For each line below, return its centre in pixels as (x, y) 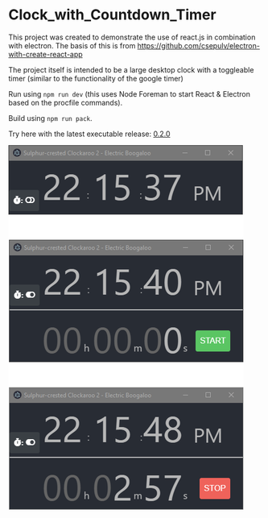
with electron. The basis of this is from (72, 45)
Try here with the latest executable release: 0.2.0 (89, 134)
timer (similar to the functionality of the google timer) (96, 78)
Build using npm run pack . (50, 118)
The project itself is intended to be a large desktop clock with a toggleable (131, 69)
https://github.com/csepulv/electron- (198, 45)
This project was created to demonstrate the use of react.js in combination (132, 37)
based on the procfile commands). (66, 102)
